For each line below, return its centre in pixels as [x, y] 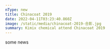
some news [17, 42]
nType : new [16, 10]
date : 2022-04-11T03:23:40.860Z [38, 19]
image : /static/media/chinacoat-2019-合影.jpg [53, 24]
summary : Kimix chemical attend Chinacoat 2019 [55, 28]
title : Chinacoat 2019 [28, 14]
